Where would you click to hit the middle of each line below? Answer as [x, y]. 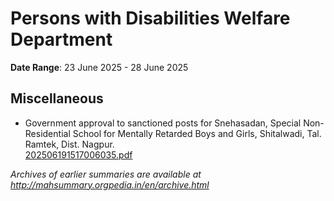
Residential [47, 133]
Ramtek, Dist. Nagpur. [69, 144]
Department [61, 39]
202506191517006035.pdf [78, 154]
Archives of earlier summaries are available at [106, 174]
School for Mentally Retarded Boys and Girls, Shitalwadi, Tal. [197, 133]
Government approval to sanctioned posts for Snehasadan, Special [163, 123]
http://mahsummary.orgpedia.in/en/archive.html [110, 184]
